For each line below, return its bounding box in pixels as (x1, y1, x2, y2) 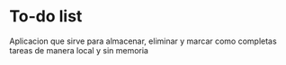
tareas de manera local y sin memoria (9, 45, 148, 55)
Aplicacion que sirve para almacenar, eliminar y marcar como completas (9, 36, 277, 46)
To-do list (9, 6, 83, 27)
